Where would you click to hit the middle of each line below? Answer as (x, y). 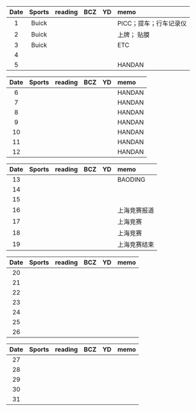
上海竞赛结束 (135, 244)
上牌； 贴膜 (134, 35)
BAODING (131, 180)
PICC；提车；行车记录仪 (152, 23)
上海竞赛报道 (135, 210)
